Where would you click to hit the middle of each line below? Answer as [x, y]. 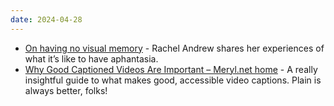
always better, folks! [66, 90]
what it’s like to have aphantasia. [91, 58]
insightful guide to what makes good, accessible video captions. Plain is [173, 80]
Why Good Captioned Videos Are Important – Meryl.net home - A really [171, 69]
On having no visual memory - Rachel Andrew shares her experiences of [174, 48]
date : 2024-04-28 [46, 19]
